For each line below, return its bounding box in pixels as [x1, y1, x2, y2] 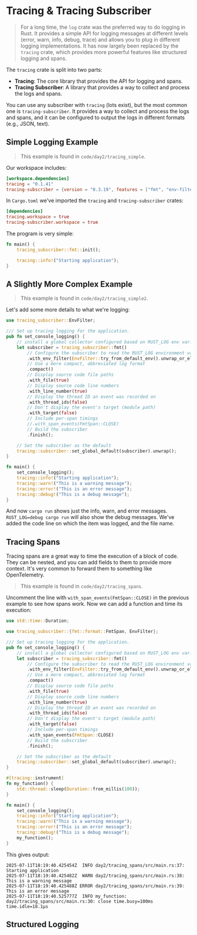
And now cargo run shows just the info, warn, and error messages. [6, 507, 168, 515]
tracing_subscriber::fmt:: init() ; [16, 247, 101, 253]
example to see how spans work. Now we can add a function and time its [6, 601, 183, 608]
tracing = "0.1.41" [6, 181, 54, 187]
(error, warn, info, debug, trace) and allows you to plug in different [20, 36, 181, 43]
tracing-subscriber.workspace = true [6, 219, 98, 226]
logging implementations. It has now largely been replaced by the [20, 42, 179, 49]
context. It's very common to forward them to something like [6, 565, 152, 572]
